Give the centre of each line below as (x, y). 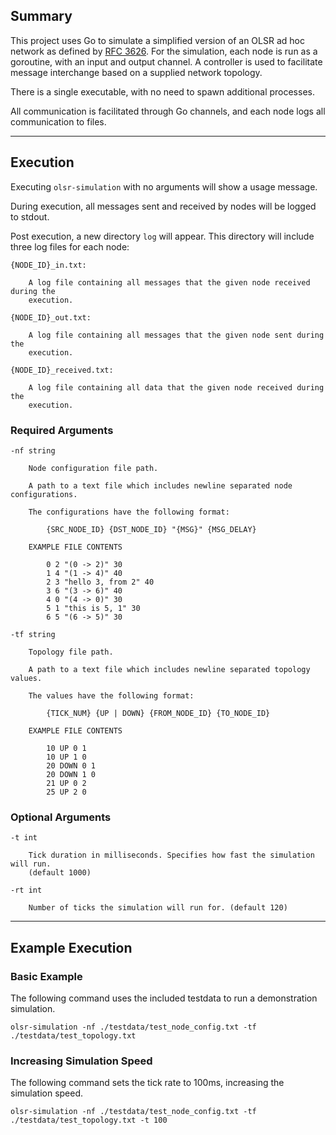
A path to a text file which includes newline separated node (160, 485)
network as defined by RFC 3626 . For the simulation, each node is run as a (164, 51)
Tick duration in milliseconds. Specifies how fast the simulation (171, 855)
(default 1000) (60, 873)
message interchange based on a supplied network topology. (136, 72)
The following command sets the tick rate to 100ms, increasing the (147, 1083)
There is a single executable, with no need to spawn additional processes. (162, 91)
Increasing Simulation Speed (81, 1061)
